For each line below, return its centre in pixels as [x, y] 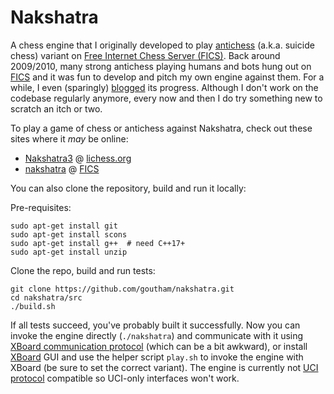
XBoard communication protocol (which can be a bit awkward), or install [159, 346]
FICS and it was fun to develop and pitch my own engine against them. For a [167, 77]
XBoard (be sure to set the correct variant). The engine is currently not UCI [164, 367]
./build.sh [33, 306]
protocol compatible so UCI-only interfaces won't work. [125, 378]
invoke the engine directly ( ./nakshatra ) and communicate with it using [157, 335]
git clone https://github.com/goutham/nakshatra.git [122, 289]
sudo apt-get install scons [69, 234]
